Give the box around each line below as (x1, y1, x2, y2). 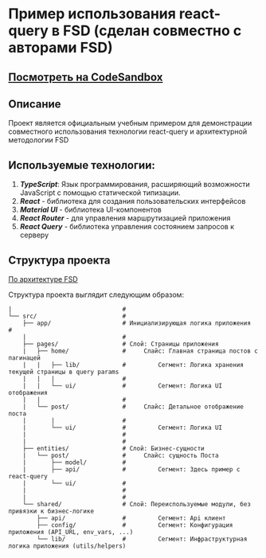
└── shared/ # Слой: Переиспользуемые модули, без (22, 501, 251, 509)
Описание (8, 97, 61, 111)
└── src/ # (8, 312, 127, 321)
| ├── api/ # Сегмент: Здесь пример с (22, 466, 241, 474)
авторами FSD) (8, 39, 113, 57)
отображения (8, 389, 48, 397)
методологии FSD (8, 135, 69, 145)
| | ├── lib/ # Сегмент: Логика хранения (22, 361, 244, 369)
